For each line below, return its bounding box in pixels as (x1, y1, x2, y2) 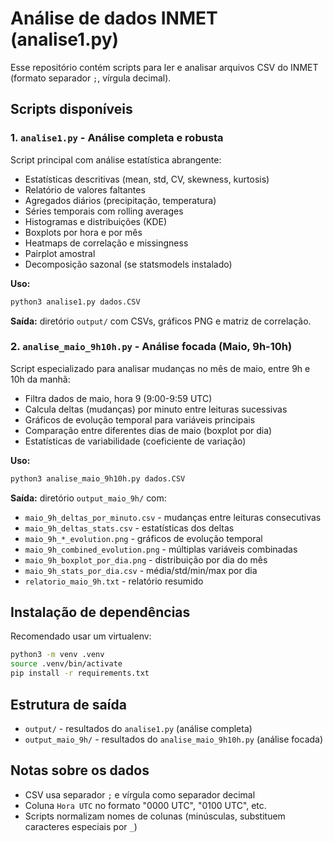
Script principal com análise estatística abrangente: (10, 153, 222, 166)
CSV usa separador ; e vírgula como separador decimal (24, 788, 256, 801)
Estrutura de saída (10, 696, 127, 713)
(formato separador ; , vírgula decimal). (10, 72, 172, 84)
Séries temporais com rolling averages (24, 205, 184, 217)
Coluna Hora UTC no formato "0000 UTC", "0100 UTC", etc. (24, 799, 267, 811)
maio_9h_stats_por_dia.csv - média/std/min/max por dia (24, 564, 258, 576)
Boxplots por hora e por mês (24, 226, 143, 238)
